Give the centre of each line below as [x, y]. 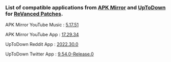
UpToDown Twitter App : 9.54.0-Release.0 [50, 54]
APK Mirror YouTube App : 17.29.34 [42, 35]
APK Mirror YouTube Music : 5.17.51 [42, 25]
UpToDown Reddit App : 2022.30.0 [42, 44]
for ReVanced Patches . [34, 14]
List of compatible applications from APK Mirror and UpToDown [86, 8]
